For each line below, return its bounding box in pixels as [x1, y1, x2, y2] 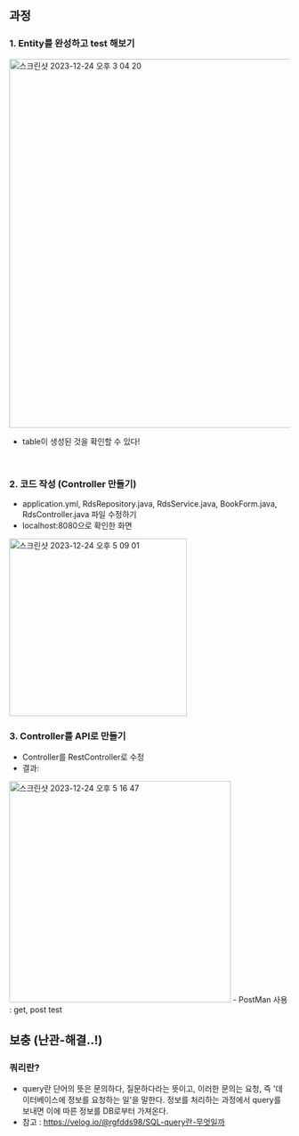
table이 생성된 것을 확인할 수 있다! [21, 435, 141, 447]
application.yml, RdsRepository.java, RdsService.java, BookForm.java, [21, 498, 278, 509]
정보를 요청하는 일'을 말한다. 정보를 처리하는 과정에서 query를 [68, 1094, 282, 1105]
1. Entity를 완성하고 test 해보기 [9, 37, 135, 50]
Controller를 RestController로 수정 [21, 751, 145, 763]
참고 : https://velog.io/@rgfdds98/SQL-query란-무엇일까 [21, 1116, 225, 1127]
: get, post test [9, 1004, 62, 1015]
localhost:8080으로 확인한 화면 [21, 520, 133, 531]
